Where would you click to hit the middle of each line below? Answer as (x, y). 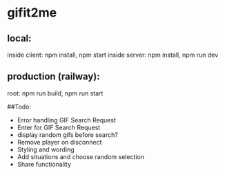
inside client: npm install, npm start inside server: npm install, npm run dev (113, 55)
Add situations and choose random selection (81, 156)
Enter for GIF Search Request (59, 127)
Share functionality (44, 164)
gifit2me (32, 13)
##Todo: (19, 107)
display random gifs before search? (68, 135)
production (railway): (53, 76)
